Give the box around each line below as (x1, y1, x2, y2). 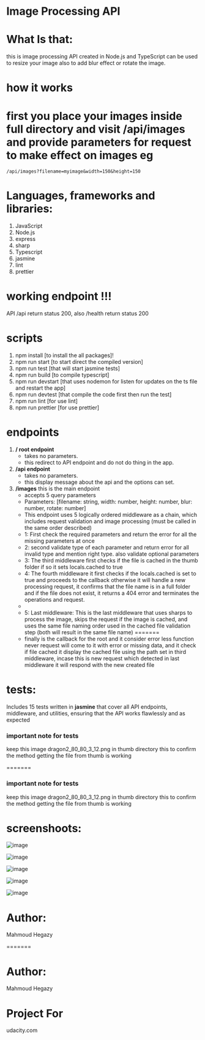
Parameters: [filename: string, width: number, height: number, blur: (24, 498, 193, 505)
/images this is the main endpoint (15, 485, 100, 492)
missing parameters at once (24, 537, 95, 545)
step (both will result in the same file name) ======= (24, 629, 160, 636)
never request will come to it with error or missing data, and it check (24, 642, 196, 649)
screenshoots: (6, 821, 82, 835)
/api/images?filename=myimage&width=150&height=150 (6, 168, 141, 175)
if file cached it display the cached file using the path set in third (24, 648, 187, 655)
